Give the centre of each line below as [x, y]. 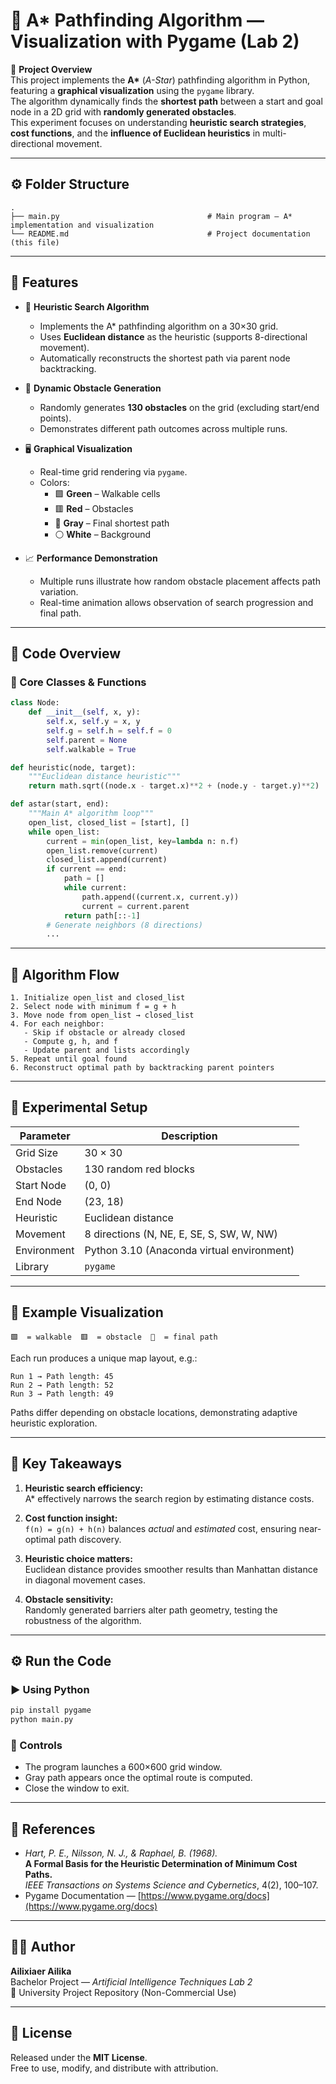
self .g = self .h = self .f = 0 [109, 730]
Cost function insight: [71, 1518]
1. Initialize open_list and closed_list [98, 998]
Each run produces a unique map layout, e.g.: [104, 1358]
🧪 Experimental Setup [79, 1107]
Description [189, 1136]
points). [55, 418]
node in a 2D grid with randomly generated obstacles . [123, 111]
